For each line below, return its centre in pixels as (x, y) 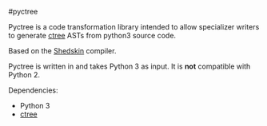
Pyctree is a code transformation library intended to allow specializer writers (134, 27)
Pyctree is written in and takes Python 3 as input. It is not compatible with (130, 66)
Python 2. (24, 75)
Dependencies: (33, 90)
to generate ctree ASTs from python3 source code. (92, 35)
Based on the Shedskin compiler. (62, 51)
